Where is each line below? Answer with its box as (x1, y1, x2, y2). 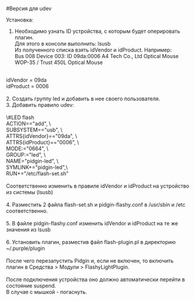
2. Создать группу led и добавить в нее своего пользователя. (6, 95, 160, 102)
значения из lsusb (6, 226, 51, 233)
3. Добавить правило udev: (6, 102, 74, 108)
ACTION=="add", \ (6, 120, 51, 127)
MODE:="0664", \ (6, 145, 49, 152)
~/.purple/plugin (6, 245, 45, 252)
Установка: (6, 16, 34, 23)
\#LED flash (6, 114, 35, 121)
